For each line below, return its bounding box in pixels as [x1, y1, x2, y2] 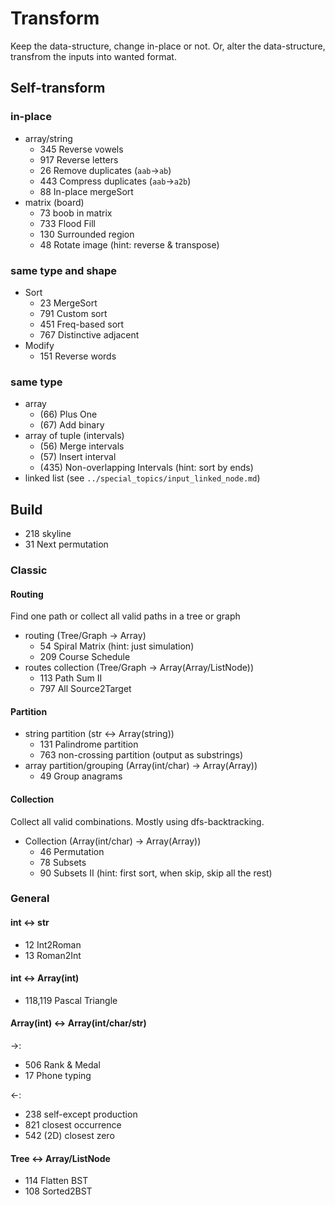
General [10, 892, 50, 906]
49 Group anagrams [39, 770, 123, 782]
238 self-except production [24, 1108, 138, 1121]
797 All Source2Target [39, 683, 132, 695]
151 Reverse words [39, 350, 117, 362]
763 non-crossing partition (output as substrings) [39, 749, 244, 761]
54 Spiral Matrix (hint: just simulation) [39, 640, 195, 652]
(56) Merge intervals [39, 440, 125, 452]
